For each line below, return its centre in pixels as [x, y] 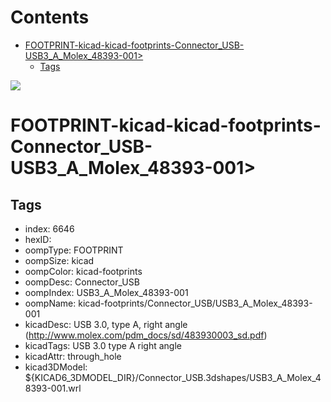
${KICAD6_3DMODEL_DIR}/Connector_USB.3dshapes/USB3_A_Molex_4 [173, 377]
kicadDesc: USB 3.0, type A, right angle [106, 324]
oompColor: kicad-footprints [83, 271]
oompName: [50, 303]
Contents [50, 17]
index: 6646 [49, 228]
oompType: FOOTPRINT [74, 250]
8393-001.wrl [53, 388]
